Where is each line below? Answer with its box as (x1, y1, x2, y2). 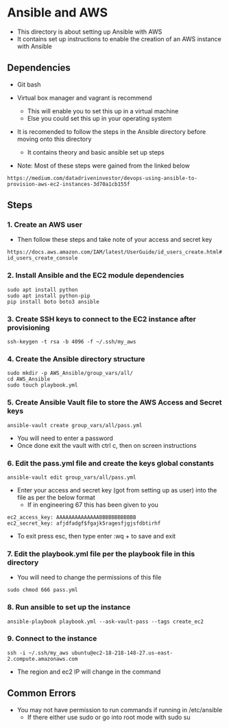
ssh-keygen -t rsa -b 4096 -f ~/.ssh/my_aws (7, 339, 136, 345)
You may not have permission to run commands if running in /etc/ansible (16, 705, 223, 714)
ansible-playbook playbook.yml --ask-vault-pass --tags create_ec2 (7, 618, 204, 625)
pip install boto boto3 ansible (7, 298, 99, 305)
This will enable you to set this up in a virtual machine (27, 106, 179, 115)
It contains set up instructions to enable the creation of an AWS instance (16, 34, 221, 43)
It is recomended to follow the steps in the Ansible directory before (16, 127, 206, 135)
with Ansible (16, 42, 53, 50)
